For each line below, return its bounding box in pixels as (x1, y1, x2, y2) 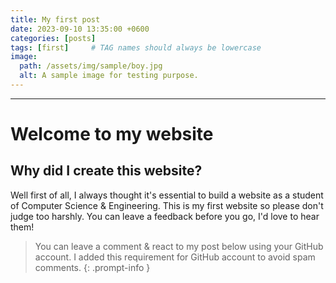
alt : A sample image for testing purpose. (19, 71, 199, 81)
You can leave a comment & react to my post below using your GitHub (34, 240, 324, 252)
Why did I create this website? (10, 162, 203, 180)
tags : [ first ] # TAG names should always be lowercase (10, 42, 262, 53)
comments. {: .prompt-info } (34, 261, 151, 273)
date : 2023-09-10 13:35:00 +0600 (10, 24, 150, 34)
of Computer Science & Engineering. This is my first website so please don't (10, 199, 324, 211)
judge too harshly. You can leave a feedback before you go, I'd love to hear (10, 210, 320, 222)
